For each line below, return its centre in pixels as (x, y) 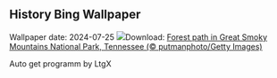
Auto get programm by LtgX (60, 63)
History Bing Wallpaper (75, 15)
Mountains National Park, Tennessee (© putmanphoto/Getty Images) (136, 46)
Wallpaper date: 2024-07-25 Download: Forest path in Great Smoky (138, 37)
